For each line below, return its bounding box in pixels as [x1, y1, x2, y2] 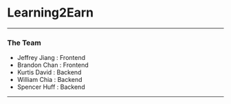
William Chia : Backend [16, 76, 82, 84]
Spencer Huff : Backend [16, 83, 85, 91]
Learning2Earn [7, 5, 94, 21]
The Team [7, 38, 41, 48]
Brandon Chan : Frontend [16, 61, 89, 70]
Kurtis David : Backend [16, 68, 82, 76]
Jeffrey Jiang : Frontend [16, 54, 86, 62]
